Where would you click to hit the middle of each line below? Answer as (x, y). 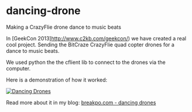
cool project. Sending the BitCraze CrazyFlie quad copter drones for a (90, 45)
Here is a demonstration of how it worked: (57, 80)
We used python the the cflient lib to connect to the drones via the (86, 62)
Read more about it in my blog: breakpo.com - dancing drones (81, 102)
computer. (18, 68)
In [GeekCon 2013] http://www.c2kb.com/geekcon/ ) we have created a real (96, 38)
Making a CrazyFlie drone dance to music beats (64, 27)
